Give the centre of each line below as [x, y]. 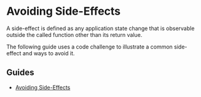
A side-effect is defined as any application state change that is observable [100, 28]
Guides [21, 73]
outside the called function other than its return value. [74, 34]
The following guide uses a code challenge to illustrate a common [90, 47]
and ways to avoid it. [49, 53]
